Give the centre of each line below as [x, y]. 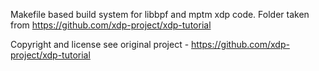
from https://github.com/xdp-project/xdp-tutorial [111, 25]
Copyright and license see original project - [100, 44]
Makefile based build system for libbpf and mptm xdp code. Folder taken [160, 14]
